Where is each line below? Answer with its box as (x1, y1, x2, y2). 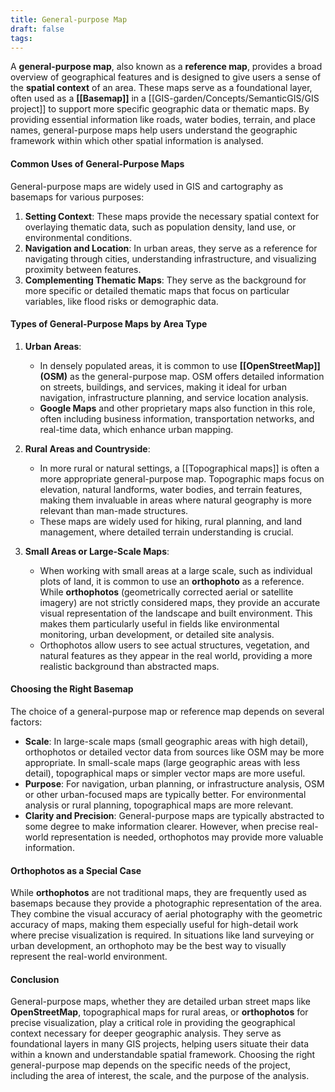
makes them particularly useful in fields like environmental (39, 617, 280, 630)
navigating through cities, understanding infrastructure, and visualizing (24, 252, 317, 265)
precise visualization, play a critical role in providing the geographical (10, 1017, 296, 1029)
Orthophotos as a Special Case (10, 864, 142, 876)
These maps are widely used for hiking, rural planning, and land (39, 515, 303, 527)
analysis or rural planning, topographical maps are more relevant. (24, 799, 294, 811)
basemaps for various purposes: (10, 191, 145, 203)
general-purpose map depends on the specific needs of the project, (10, 1059, 291, 1071)
